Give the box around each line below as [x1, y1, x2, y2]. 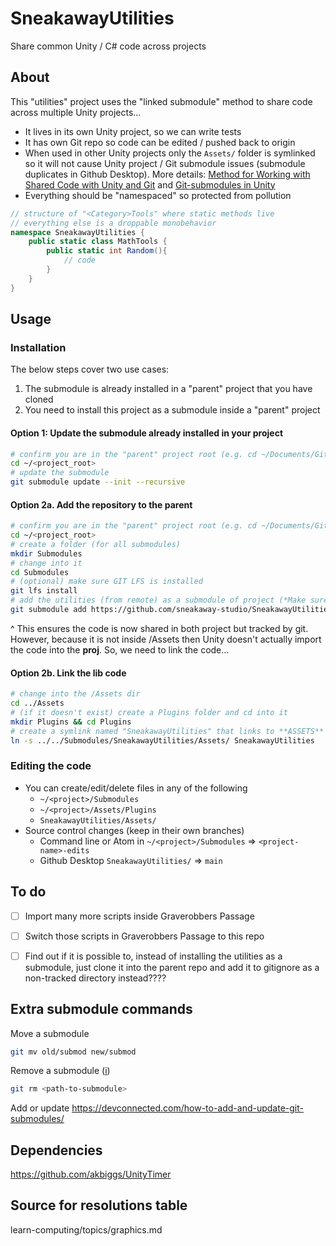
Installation [10, 340, 67, 354]
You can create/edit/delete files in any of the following [24, 782, 248, 794]
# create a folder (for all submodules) [10, 539, 182, 549]
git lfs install [10, 586, 78, 596]
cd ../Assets [10, 698, 65, 709]
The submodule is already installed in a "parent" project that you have [24, 383, 313, 395]
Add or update [10, 1102, 70, 1114]
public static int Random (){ [46, 246, 168, 256]
